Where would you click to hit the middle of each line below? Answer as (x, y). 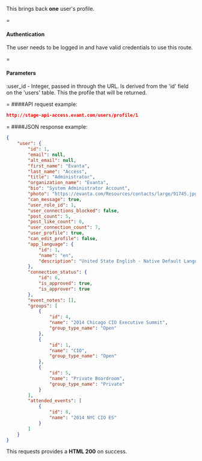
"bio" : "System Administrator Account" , (79, 188)
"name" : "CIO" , (68, 351)
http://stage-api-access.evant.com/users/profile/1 (72, 116)
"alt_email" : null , (52, 160)
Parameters (21, 73)
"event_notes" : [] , (52, 300)
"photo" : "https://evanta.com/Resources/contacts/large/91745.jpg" (114, 194)
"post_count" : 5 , (49, 216)
